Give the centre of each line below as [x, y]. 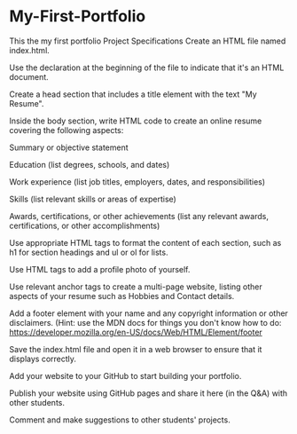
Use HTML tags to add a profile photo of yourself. [100, 269]
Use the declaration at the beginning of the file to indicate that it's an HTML [147, 67]
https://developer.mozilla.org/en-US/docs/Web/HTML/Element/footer [136, 332]
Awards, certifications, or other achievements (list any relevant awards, [139, 216]
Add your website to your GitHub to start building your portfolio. [125, 375]
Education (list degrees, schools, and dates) [90, 164]
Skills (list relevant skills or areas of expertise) [93, 199]
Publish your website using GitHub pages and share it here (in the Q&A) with [148, 393]
